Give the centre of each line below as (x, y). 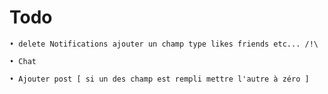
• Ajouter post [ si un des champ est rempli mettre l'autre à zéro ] (159, 79)
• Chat (23, 61)
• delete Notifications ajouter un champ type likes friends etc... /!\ (164, 44)
